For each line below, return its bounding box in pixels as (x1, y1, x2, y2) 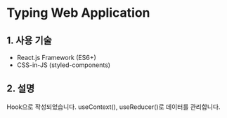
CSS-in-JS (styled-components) (16, 61, 110, 69)
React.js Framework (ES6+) (16, 54, 96, 61)
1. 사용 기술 (6, 34, 52, 46)
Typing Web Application (6, 5, 150, 21)
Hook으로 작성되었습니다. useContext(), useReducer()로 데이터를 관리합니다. (6, 103, 221, 111)
